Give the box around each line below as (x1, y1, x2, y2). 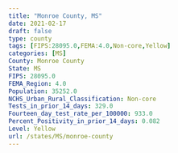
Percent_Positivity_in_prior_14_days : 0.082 (8, 117, 160, 125)
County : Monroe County (8, 57, 85, 66)
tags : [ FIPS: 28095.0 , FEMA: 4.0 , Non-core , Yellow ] (8, 42, 172, 50)
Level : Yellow (8, 125, 56, 133)
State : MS (8, 65, 42, 73)
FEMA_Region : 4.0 (8, 79, 67, 87)
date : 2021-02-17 (8, 19, 67, 28)
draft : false (8, 27, 52, 35)
